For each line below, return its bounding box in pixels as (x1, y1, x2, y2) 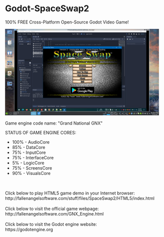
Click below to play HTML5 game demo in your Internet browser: (5, 190, 135, 196)
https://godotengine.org (5, 227, 53, 233)
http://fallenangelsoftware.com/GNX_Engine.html (5, 211, 104, 217)
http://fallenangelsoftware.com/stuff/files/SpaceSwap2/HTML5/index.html (5, 195, 155, 201)
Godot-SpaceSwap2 (5, 3, 89, 14)
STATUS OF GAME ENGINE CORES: (5, 130, 77, 136)
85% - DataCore (12, 145, 45, 151)
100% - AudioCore (12, 139, 50, 145)
